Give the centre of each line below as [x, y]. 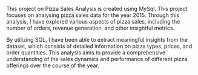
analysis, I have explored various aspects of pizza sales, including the [93, 21]
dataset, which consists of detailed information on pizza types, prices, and [99, 46]
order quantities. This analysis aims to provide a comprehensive [86, 53]
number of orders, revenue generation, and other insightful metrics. [91, 28]
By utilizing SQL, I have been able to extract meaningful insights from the [97, 40]
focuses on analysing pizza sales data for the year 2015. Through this [93, 15]
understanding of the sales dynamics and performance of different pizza [97, 59]
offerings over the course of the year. [53, 65]
